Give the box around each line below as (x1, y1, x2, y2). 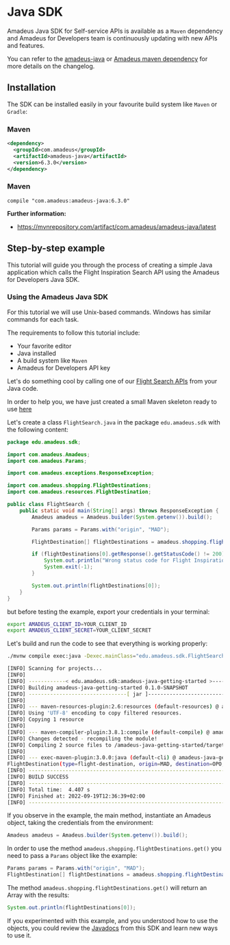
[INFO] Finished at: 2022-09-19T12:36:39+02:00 (7, 793, 146, 800)
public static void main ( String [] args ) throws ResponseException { (19, 507, 219, 514)
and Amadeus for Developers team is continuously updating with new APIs (7, 34, 218, 42)
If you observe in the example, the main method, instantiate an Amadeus (7, 811, 212, 820)
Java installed (16, 349, 57, 357)
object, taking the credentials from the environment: (7, 819, 154, 827)
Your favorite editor (16, 342, 72, 350)
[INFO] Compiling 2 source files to (7, 741, 112, 748)
